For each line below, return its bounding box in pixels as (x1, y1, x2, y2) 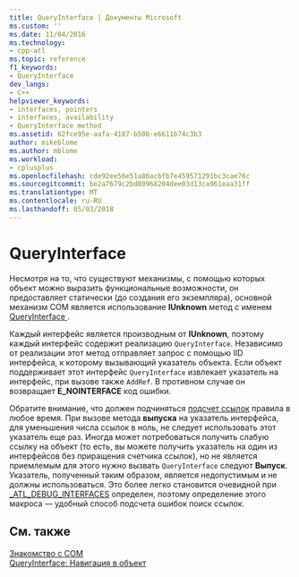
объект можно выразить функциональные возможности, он (9, 282, 239, 293)
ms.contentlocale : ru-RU (9, 196, 102, 206)
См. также (9, 524, 72, 539)
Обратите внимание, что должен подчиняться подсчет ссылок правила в (9, 402, 291, 413)
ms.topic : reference (9, 55, 87, 64)
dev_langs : (9, 80, 50, 89)
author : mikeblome (9, 138, 78, 147)
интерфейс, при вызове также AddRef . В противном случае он (9, 375, 246, 386)
